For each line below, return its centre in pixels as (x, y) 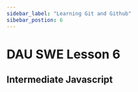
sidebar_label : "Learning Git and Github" (69, 13)
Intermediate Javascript (60, 80)
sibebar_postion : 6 (35, 20)
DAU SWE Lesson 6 (63, 54)
